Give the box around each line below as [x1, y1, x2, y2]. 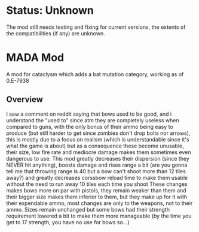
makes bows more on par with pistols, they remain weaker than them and [6, 186, 186, 194]
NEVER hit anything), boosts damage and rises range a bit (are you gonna [6, 161, 188, 168]
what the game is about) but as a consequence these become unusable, [6, 142, 184, 149]
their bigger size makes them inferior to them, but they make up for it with [6, 193, 188, 200]
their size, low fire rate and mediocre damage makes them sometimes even [6, 148, 191, 156]
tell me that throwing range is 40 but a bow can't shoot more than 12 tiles [6, 167, 186, 174]
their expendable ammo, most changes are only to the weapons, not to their [6, 199, 193, 207]
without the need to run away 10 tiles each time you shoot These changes [6, 180, 188, 188]
